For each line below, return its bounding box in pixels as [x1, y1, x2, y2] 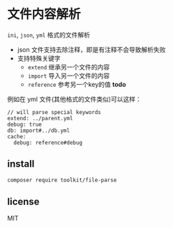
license [7, 196, 40, 208]
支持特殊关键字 [17, 54, 61, 63]
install [7, 158, 35, 170]
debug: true [7, 121, 42, 128]
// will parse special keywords [7, 108, 101, 115]
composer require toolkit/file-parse [7, 177, 117, 184]
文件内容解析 [7, 6, 82, 22]
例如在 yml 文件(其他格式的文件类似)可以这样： [7, 95, 142, 103]
